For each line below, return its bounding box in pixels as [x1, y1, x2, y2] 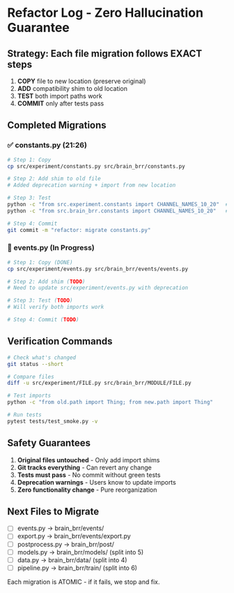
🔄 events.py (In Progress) [7, 243, 95, 253]
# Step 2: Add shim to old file [7, 175, 101, 182]
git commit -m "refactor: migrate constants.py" [7, 226, 151, 233]
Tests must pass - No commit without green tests [17, 470, 161, 479]
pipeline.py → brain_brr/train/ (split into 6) [17, 564, 138, 572]
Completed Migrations [7, 119, 107, 131]
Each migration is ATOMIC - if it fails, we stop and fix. [7, 578, 160, 586]
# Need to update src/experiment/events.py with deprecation [7, 284, 189, 291]
